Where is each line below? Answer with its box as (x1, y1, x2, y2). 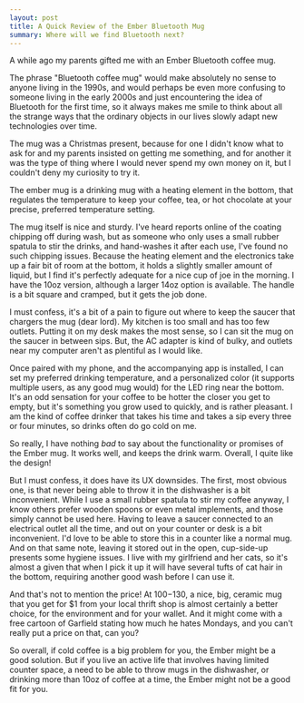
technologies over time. (9, 121, 98, 132)
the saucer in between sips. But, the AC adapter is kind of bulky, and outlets (9, 336, 293, 347)
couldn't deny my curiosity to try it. (9, 167, 141, 178)
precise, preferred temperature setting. (9, 204, 156, 215)
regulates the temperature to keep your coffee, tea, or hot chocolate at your (9, 194, 292, 205)
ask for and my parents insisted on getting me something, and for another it (9, 148, 292, 159)
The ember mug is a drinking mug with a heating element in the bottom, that (9, 185, 293, 196)
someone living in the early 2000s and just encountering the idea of (9, 92, 263, 103)
